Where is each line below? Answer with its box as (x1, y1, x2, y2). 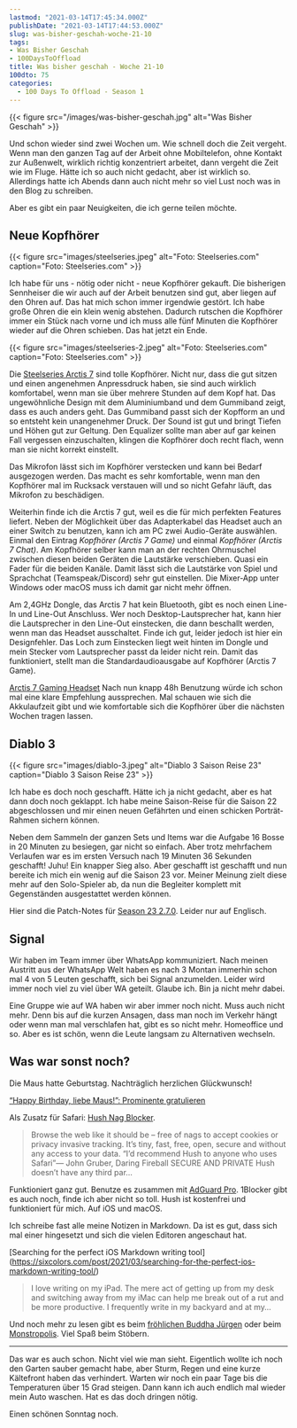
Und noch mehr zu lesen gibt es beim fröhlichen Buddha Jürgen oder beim (9, 1318, 282, 1330)
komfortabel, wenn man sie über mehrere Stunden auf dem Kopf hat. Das (9, 387, 276, 399)
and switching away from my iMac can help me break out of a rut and (30, 1291, 285, 1303)
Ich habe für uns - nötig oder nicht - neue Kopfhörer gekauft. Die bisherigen (9, 278, 286, 289)
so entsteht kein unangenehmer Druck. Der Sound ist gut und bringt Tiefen (9, 416, 281, 426)
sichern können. (41, 815, 100, 825)
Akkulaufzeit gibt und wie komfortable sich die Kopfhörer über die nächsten (9, 701, 286, 712)
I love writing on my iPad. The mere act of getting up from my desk (30, 1283, 275, 1293)
